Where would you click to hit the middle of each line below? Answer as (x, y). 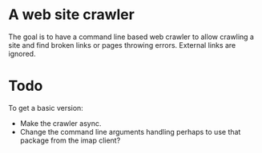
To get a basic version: (46, 108)
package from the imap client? (70, 140)
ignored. (22, 53)
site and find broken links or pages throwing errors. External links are (122, 45)
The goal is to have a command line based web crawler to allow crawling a (131, 37)
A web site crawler (71, 15)
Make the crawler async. (60, 123)
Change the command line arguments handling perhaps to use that (130, 131)
